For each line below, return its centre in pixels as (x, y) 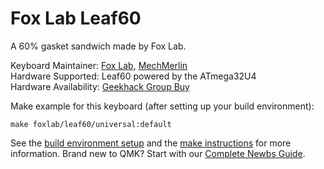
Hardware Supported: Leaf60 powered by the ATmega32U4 (133, 76)
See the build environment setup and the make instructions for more (151, 143)
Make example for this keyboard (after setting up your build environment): (162, 106)
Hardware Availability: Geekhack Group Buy (100, 86)
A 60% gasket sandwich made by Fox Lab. (98, 46)
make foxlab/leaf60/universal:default (91, 124)
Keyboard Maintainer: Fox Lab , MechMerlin (99, 65)
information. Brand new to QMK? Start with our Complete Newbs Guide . (158, 153)
